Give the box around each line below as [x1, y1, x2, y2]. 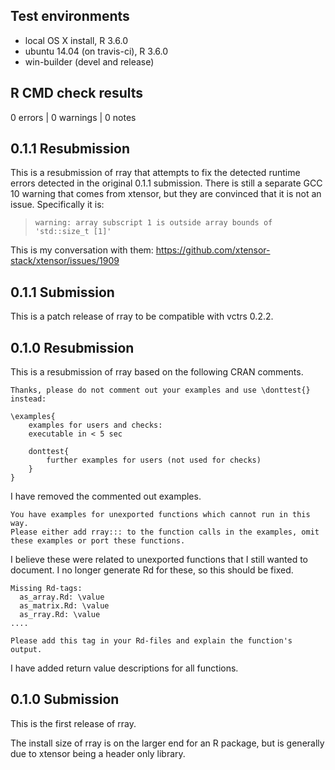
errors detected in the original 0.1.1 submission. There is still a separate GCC [10, 177, 323, 189]
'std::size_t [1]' [34, 227, 112, 237]
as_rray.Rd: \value [19, 610, 101, 620]
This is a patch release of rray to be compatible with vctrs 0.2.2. [10, 310, 274, 323]
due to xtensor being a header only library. [10, 747, 186, 759]
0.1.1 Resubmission [10, 140, 130, 158]
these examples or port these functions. [10, 536, 186, 546]
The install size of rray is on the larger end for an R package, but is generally [10, 737, 325, 749]
